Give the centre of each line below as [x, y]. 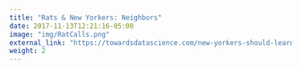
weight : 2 [28, 51]
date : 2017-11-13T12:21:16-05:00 [72, 26]
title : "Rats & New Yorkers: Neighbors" [86, 17]
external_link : [38, 43]
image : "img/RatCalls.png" [60, 34]
